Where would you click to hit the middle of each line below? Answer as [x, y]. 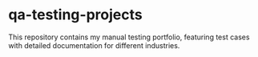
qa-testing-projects [75, 15]
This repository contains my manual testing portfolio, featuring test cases [129, 37]
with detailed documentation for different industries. [94, 45]
